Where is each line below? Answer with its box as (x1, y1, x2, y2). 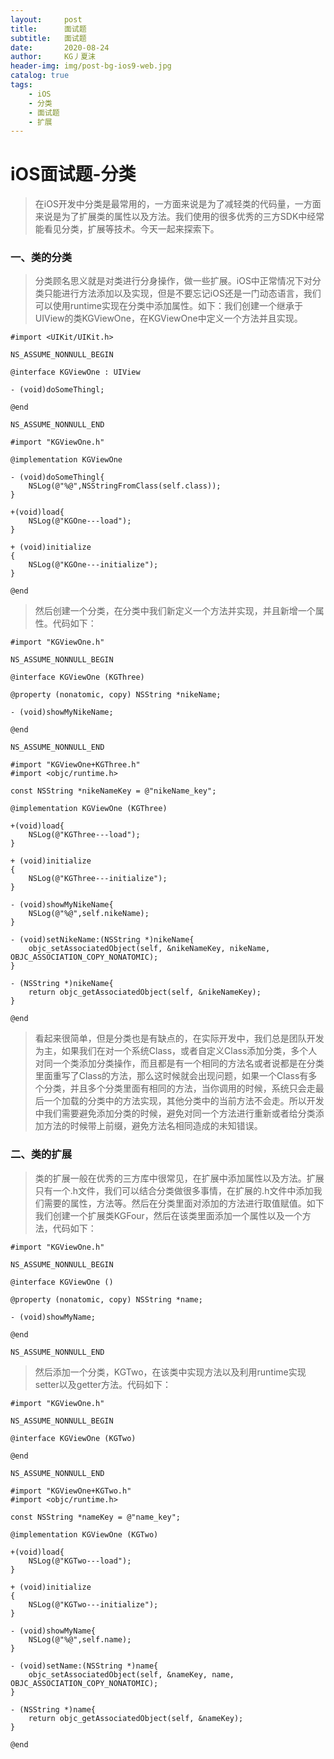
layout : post (10, 14, 83, 25)
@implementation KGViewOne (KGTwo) (10, 1529, 159, 1540)
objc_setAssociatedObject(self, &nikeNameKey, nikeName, (28, 944, 271, 954)
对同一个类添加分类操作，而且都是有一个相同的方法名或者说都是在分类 (34, 1057, 325, 1070)
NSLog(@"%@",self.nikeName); (28, 909, 150, 919)
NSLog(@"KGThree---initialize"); (28, 874, 168, 884)
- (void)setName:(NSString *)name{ (10, 1661, 159, 1671)
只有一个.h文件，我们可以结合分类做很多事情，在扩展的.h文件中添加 (34, 1184, 314, 1196)
